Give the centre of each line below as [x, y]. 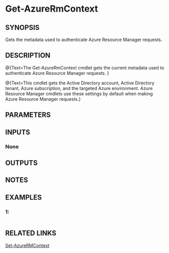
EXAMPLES [23, 197]
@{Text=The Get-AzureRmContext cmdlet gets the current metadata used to [85, 68]
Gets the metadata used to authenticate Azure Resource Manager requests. [84, 39]
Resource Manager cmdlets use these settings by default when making [79, 94]
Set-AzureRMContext [27, 245]
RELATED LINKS [31, 233]
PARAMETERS [28, 115]
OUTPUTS [21, 163]
